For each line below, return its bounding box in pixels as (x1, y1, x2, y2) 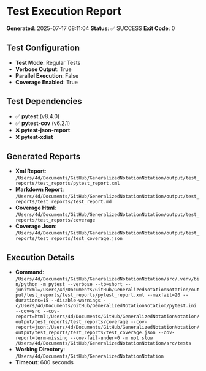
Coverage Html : (15, 204, 56, 212)
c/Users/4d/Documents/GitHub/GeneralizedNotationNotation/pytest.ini (15, 303, 197, 309)
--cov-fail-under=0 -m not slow (70, 335, 153, 341)
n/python (15, 282, 38, 288)
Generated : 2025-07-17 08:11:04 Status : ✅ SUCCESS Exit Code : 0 (6, 24, 175, 32)
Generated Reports (6, 151, 81, 162)
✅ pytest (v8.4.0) (15, 112, 60, 120)
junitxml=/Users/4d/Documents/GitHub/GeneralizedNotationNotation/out (15, 287, 200, 293)
